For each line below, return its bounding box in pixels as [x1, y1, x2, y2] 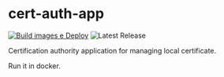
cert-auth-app [8, 5, 105, 23]
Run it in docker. [8, 60, 61, 71]
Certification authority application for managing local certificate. [8, 46, 217, 55]
